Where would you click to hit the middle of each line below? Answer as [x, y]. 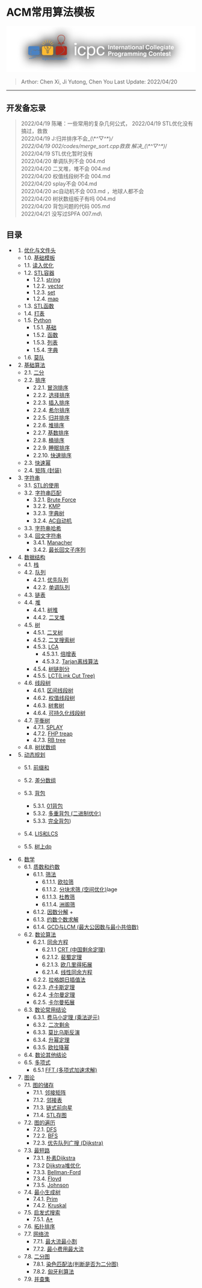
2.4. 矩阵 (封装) [43, 471]
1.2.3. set [44, 293]
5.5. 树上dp [38, 847]
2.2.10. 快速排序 [52, 456]
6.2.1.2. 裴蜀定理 [62, 957]
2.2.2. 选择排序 [51, 395]
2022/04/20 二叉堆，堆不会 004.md [66, 169]
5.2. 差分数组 [40, 781]
